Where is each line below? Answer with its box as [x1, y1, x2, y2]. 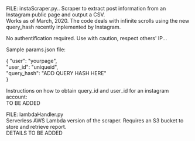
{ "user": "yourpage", [6, 58, 57, 64]
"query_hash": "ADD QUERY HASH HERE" [6, 70, 107, 76]
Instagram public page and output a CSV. [6, 11, 105, 18]
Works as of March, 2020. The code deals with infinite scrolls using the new [6, 17, 190, 24]
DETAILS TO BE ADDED [6, 129, 63, 136]
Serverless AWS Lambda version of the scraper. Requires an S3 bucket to [6, 117, 184, 124]
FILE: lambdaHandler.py [6, 111, 64, 118]
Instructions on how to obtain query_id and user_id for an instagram [6, 87, 169, 94]
